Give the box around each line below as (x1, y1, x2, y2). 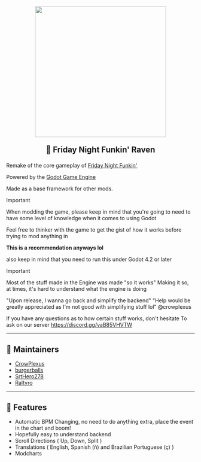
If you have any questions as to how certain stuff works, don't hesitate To (6, 315, 187, 322)
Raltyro (14, 379, 33, 387)
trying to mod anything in (6, 233, 68, 240)
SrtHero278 (14, 373, 44, 380)
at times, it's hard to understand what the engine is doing (6, 285, 147, 293)
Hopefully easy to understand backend (14, 431, 111, 438)
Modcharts (14, 450, 42, 457)
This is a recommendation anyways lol (6, 244, 103, 251)
